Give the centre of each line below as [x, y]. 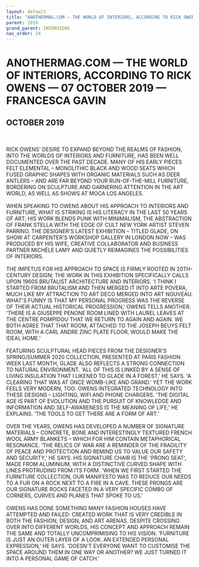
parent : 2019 [22, 23]
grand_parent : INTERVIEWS [38, 28]
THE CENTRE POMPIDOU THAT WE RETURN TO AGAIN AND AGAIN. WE [95, 319]
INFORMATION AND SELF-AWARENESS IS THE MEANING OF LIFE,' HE [92, 408]
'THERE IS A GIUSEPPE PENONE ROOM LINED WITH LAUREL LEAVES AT [95, 313]
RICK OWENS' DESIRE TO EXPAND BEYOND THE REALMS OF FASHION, [94, 149]
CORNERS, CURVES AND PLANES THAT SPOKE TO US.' [75, 496]
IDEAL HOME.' [24, 338]
